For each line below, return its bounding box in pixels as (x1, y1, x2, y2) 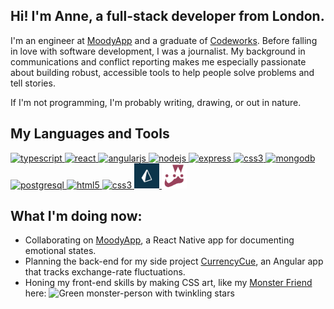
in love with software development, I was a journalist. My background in (10, 45, 306, 57)
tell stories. (10, 77, 56, 89)
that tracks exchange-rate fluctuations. (24, 266, 186, 278)
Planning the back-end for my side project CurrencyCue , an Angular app (24, 255, 324, 268)
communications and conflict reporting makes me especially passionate (10, 55, 307, 68)
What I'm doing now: (10, 208, 143, 225)
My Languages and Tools (10, 125, 170, 143)
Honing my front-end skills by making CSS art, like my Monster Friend (24, 277, 313, 289)
